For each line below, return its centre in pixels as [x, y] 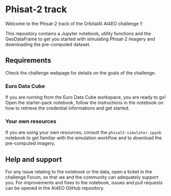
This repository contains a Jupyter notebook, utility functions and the [78, 33]
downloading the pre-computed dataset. [48, 44]
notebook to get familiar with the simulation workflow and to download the [84, 138]
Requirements [28, 61]
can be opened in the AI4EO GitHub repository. [55, 188]
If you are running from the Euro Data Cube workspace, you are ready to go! [86, 97]
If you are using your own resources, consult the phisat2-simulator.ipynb [83, 133]
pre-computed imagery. [30, 143]
